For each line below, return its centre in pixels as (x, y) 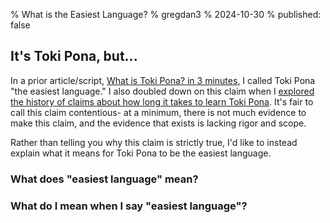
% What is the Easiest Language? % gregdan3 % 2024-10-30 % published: (166, 14)
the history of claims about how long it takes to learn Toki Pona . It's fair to (162, 101)
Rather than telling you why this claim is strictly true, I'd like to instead (154, 142)
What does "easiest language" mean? (104, 179)
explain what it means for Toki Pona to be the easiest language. (141, 153)
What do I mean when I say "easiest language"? (129, 206)
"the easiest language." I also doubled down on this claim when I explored (162, 91)
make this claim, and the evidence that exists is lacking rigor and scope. (158, 123)
